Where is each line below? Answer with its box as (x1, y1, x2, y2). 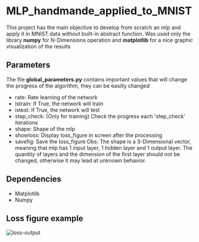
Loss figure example (6, 213, 83, 224)
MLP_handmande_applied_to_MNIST (6, 4, 192, 18)
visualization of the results (6, 43, 71, 50)
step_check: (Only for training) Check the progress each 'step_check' (14, 112, 186, 120)
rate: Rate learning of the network (14, 93, 98, 100)
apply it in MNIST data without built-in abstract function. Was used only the (6, 30, 191, 37)
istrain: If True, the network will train (14, 100, 104, 107)
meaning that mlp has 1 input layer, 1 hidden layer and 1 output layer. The (14, 144, 192, 151)
